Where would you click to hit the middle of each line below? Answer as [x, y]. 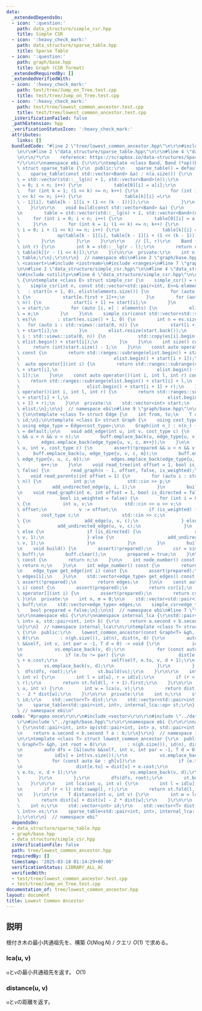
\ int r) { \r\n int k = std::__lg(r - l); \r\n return [105, 247]
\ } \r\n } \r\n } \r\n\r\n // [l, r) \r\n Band [105, 241]
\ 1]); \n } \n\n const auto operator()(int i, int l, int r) [102, 375]
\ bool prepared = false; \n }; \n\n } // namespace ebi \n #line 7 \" [106, 610]
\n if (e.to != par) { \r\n [71, 655]
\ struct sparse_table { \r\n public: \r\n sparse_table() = [98, 168]
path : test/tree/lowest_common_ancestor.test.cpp [81, 107]
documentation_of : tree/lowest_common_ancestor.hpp [72, 890]
